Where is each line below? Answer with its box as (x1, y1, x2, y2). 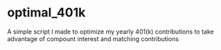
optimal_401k (7, 5, 86, 21)
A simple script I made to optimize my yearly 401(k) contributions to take (7, 27, 214, 36)
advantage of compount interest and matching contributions (7, 34, 179, 42)
